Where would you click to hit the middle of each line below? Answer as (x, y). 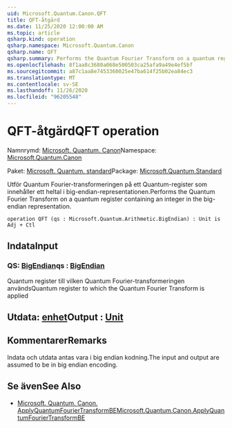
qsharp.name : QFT (32, 52)
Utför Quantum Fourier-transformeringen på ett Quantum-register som (107, 184)
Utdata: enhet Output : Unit (65, 317)
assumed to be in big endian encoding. (62, 364)
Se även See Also (44, 386)
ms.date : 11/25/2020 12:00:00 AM (55, 26)
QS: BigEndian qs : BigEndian (56, 266)
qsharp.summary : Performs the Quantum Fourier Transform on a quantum (111, 59)
